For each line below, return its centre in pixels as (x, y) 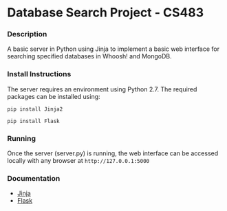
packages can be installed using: (54, 96)
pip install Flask (33, 121)
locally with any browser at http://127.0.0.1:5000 (78, 161)
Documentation (34, 178)
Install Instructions (39, 74)
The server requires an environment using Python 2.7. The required (102, 89)
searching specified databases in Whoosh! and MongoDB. (89, 56)
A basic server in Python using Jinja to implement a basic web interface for (113, 49)
